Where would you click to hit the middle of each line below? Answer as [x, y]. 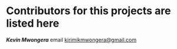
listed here [33, 23]
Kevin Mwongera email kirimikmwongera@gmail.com [71, 40]
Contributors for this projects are [88, 11]
